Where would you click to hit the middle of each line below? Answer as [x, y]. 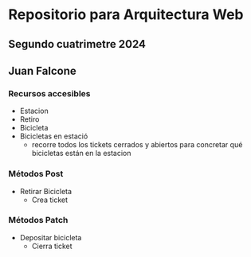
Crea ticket [50, 200]
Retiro [29, 119]
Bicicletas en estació [54, 136]
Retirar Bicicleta [46, 191]
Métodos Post [36, 174]
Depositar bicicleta [51, 237]
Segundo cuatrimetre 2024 [77, 44]
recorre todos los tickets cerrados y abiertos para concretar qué [137, 145]
